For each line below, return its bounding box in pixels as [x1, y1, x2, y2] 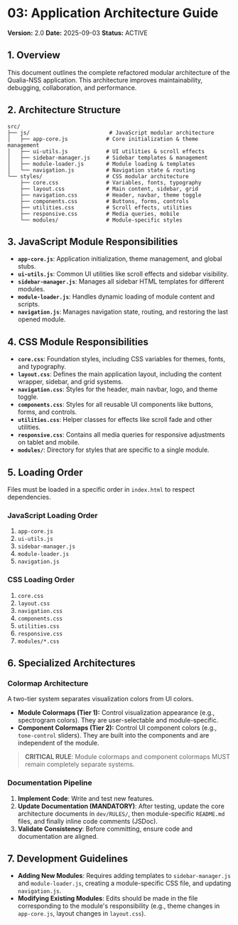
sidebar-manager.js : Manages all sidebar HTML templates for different [17, 277, 225, 286]
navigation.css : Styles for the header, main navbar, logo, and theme [17, 385, 218, 393]
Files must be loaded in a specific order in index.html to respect [7, 485, 195, 493]
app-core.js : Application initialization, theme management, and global [17, 254, 222, 263]
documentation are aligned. [17, 832, 99, 840]
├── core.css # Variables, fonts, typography [20, 179, 202, 186]
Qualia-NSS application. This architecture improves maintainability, [7, 76, 203, 84]
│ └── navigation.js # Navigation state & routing [7, 166, 195, 174]
